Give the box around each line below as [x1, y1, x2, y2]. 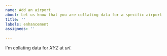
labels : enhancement [5, 21, 49, 27]
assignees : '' [5, 26, 36, 32]
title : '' [5, 17, 26, 22]
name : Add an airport [5, 7, 51, 13]
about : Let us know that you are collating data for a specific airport [5, 12, 162, 17]
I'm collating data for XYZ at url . [5, 45, 72, 51]
